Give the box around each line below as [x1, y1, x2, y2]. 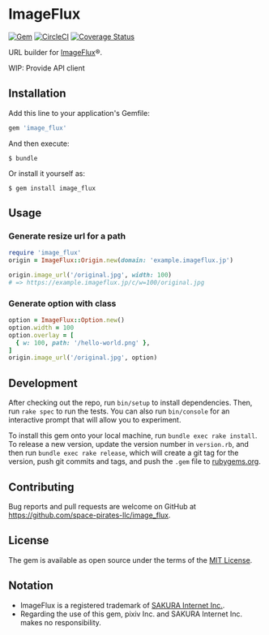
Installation [8, 87, 66, 101]
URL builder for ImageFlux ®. [8, 47, 103, 57]
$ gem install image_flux [8, 184, 96, 192]
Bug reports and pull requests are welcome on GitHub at [8, 501, 197, 511]
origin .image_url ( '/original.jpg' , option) [8, 354, 158, 362]
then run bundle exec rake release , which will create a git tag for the [8, 448, 239, 458]
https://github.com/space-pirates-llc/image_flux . [8, 510, 172, 520]
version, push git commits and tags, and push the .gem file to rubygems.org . [8, 457, 262, 466]
